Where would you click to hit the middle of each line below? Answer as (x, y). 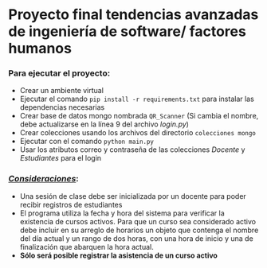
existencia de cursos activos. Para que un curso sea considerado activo (138, 221)
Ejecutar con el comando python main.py (86, 142)
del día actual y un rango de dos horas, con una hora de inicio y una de (136, 238)
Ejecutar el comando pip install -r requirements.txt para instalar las (137, 99)
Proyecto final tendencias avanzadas (133, 15)
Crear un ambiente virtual (61, 91)
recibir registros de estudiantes (71, 204)
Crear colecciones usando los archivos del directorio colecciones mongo (138, 133)
